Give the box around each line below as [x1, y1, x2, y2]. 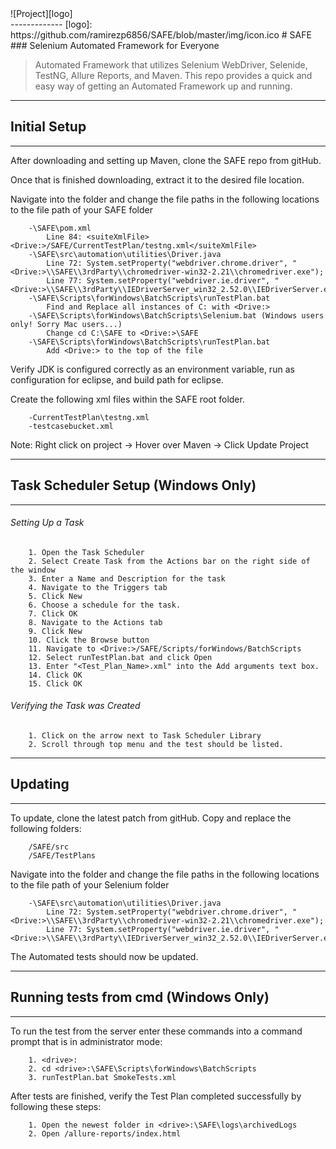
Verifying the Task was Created [10, 700, 141, 712]
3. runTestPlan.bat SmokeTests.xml [28, 1072, 177, 1082]
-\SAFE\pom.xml [28, 223, 92, 233]
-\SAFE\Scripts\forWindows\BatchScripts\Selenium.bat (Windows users [28, 310, 325, 321]
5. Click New [28, 591, 83, 601]
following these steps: [10, 1100, 102, 1112]
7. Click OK [28, 608, 78, 619]
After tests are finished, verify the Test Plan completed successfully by [10, 1090, 302, 1102]
